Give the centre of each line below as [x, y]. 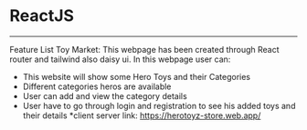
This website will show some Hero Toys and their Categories [137, 76]
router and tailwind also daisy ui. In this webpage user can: [120, 59]
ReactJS [42, 16]
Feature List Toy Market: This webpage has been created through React [145, 49]
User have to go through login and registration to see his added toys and [159, 105]
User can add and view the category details [105, 95]
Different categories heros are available [97, 86]
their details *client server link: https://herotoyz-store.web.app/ [142, 115]
